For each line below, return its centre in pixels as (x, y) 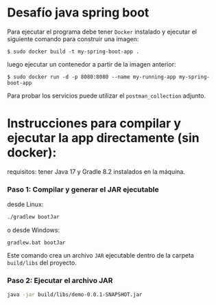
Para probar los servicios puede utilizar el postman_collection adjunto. (107, 95)
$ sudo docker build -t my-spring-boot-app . (73, 52)
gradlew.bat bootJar (37, 243)
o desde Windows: (34, 230)
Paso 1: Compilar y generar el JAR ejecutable (83, 189)
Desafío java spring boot (78, 13)
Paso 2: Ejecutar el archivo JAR (60, 280)
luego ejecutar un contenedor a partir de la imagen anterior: (92, 64)
